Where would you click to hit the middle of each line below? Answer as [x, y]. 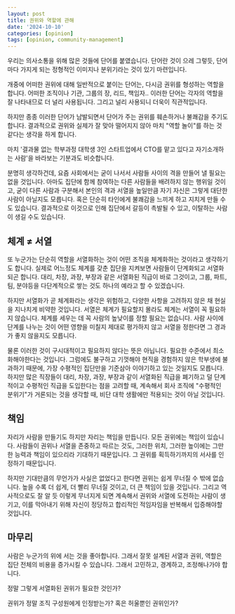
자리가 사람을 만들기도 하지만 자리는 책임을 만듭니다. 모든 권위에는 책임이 [106, 436]
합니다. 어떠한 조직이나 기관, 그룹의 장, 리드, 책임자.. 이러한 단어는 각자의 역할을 [115, 93]
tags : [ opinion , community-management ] [66, 40]
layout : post [26, 14]
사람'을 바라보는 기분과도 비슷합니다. [64, 158]
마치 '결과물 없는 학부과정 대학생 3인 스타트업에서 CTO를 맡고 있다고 [101, 149]
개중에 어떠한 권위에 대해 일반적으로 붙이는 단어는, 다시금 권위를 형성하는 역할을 [116, 84]
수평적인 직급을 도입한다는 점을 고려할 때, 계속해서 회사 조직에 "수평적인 [123, 385]
